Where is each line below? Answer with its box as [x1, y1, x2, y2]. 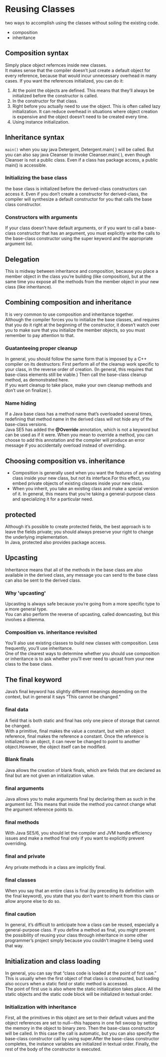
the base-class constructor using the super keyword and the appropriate [5, 236, 153, 242]
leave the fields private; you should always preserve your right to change [5, 529, 154, 535]
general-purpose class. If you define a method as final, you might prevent [5, 927, 155, 933]
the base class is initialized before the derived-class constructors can [5, 185, 147, 191]
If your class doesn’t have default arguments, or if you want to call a [5, 225, 143, 231]
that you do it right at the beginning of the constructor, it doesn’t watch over [5, 322, 160, 328]
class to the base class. [5, 661, 53, 667]
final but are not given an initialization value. [5, 772, 95, 778]
